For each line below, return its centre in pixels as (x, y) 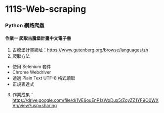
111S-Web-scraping (46, 9)
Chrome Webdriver (32, 72)
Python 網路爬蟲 (25, 26)
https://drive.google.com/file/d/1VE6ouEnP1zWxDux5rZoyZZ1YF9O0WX (85, 100)
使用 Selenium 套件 (32, 67)
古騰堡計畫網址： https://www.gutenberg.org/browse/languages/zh (80, 50)
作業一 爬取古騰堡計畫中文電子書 (38, 38)
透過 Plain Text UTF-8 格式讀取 (44, 78)
